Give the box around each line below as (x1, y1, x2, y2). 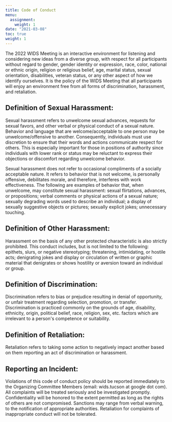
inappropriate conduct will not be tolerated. (5, 411, 97, 417)
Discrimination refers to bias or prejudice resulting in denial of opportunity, (5, 294, 163, 300)
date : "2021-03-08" (5, 27, 47, 32)
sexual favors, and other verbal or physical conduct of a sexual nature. (5, 122, 155, 129)
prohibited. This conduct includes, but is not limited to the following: (5, 243, 149, 250)
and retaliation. (5, 89, 37, 95)
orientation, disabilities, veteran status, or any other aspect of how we (5, 72, 153, 78)
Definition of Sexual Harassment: (5, 103, 114, 112)
